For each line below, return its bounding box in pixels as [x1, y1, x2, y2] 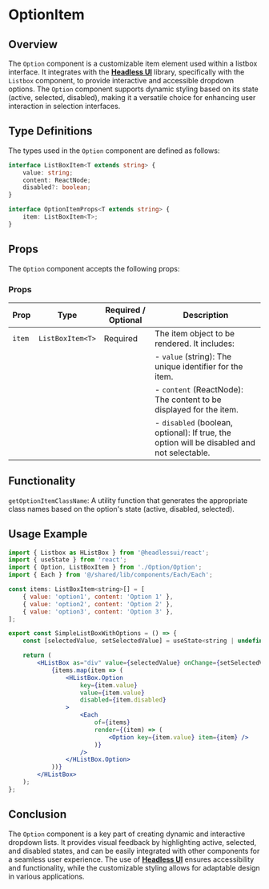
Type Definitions [8, 124, 93, 138]
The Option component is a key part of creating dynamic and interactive [8, 829, 246, 839]
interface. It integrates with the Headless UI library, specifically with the [8, 67, 245, 77]
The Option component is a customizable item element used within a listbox [8, 58, 258, 68]
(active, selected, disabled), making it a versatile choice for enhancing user [8, 93, 256, 102]
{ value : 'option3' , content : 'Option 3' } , [22, 607, 174, 616]
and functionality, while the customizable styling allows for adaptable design [8, 863, 260, 872]
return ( [22, 651, 52, 660]
